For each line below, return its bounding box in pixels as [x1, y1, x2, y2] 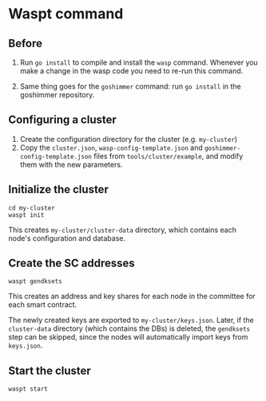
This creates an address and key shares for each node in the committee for [8, 292, 256, 301]
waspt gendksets [8, 277, 62, 285]
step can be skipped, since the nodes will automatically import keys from [8, 332, 248, 342]
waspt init [8, 210, 45, 219]
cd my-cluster [8, 204, 56, 212]
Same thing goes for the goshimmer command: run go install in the [19, 81, 241, 91]
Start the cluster [8, 364, 92, 377]
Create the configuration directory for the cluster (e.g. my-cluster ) [19, 134, 238, 143]
